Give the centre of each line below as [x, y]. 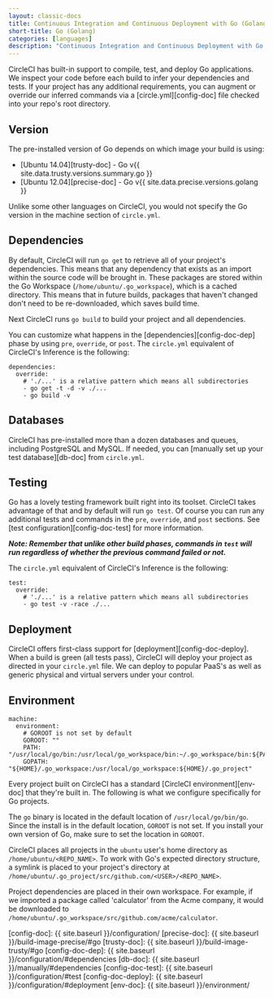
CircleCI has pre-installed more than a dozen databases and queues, [123, 440]
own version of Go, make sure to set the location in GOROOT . [106, 834]
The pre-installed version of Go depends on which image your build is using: [136, 149]
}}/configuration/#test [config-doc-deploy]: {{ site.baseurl [106, 976]
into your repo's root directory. [60, 104]
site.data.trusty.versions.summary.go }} [86, 173]
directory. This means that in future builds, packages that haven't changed [133, 294]
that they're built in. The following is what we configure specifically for [143, 792]
